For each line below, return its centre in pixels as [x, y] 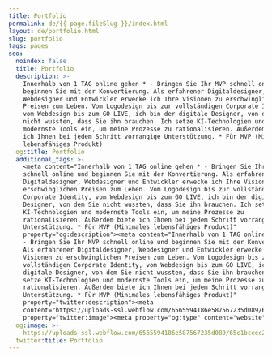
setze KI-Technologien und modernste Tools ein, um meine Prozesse [139, 280]
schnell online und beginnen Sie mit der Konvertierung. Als [128, 174]
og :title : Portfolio [50, 152]
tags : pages [28, 46]
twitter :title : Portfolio [59, 340]
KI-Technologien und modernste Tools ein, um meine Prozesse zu [134, 212]
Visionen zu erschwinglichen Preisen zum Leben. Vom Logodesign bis [141, 257]
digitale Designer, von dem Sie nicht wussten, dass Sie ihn [128, 273]
